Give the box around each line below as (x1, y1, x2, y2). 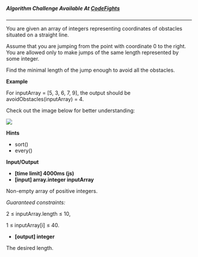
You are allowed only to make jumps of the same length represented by (6, 49, 179, 56)
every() (14, 147, 33, 154)
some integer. (6, 55, 39, 62)
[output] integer (14, 233, 55, 240)
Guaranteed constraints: (6, 199, 66, 206)
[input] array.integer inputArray (14, 176, 94, 183)
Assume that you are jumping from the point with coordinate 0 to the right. (6, 42, 187, 49)
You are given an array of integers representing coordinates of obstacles (6, 25, 183, 32)
